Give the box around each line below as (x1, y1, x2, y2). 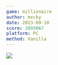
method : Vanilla (6, 36, 47, 42)
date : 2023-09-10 (6, 19, 50, 25)
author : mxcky (6, 14, 42, 20)
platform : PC (6, 31, 39, 37)
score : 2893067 (6, 25, 44, 31)
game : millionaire (6, 8, 52, 15)
